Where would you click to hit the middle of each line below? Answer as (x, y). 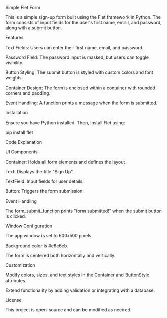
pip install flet (19, 132)
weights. (14, 78)
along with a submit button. (34, 28)
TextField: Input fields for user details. (45, 181)
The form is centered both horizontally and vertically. (60, 255)
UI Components (22, 152)
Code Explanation (24, 142)
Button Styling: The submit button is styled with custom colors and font (79, 72)
